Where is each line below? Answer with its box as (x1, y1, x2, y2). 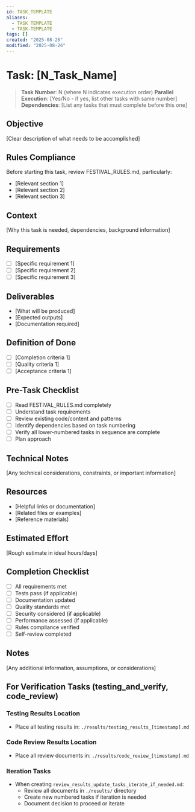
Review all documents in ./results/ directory (23, 787, 137, 794)
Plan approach (14, 435, 51, 443)
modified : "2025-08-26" (6, 43, 66, 49)
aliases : (6, 14, 28, 21)
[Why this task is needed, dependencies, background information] (6, 226, 170, 234)
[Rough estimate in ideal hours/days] (6, 549, 97, 556)
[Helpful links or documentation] (14, 502, 96, 510)
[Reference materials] (14, 516, 69, 523)
